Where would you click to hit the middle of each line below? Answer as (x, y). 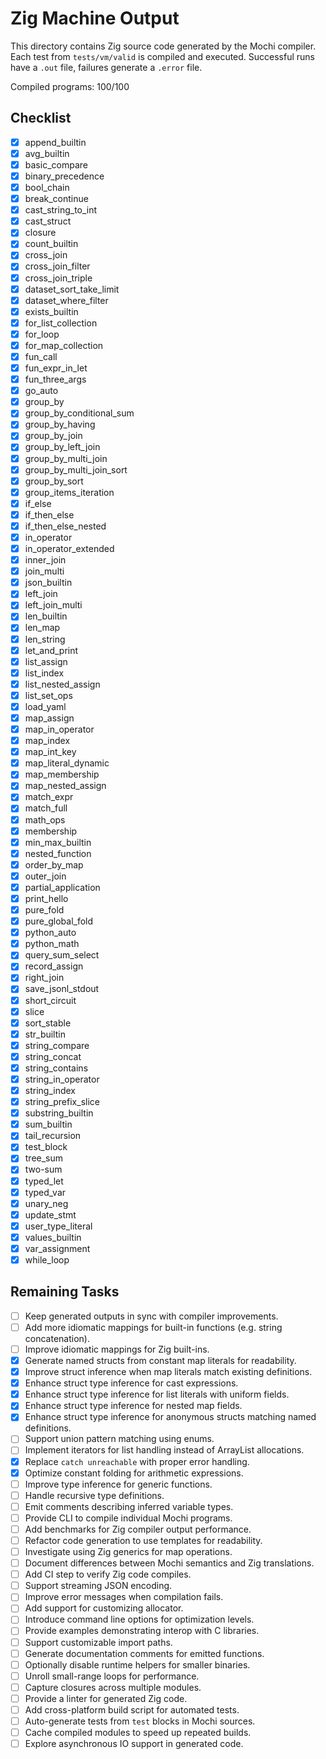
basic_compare (56, 164)
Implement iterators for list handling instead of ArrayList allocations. (164, 1450)
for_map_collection (64, 345)
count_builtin (51, 244)
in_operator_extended (69, 548)
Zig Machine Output (95, 18)
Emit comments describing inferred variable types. (129, 1506)
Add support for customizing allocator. (104, 1608)
